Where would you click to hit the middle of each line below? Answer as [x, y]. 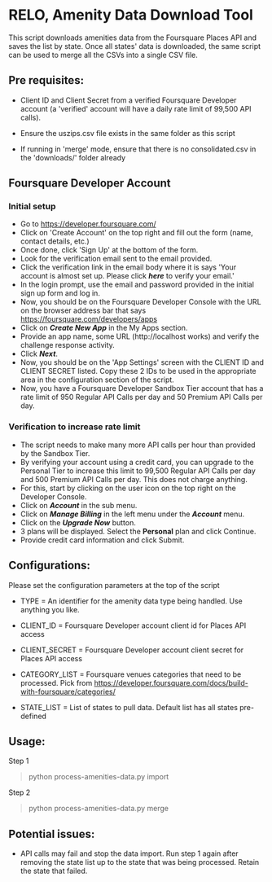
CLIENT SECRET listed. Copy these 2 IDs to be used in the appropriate [138, 371]
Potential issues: [52, 834]
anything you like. [50, 609]
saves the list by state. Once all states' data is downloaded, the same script [135, 46]
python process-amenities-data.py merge [99, 809]
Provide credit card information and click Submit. [102, 540]
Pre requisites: [46, 80]
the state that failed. [54, 871]
